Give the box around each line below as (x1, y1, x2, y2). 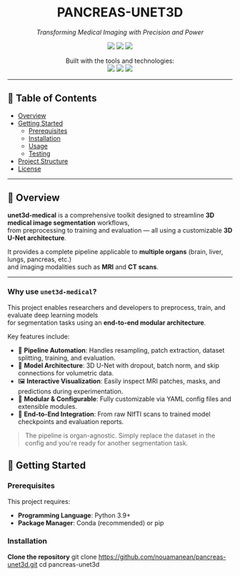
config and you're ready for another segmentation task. (24, 438, 189, 447)
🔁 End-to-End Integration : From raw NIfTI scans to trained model (17, 410, 211, 418)
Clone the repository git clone (7, 552, 97, 561)
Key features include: (7, 332, 70, 340)
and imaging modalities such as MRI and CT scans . (7, 262, 159, 271)
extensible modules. (17, 402, 77, 410)
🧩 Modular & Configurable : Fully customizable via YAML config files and (17, 394, 232, 403)
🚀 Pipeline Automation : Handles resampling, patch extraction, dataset (17, 345, 225, 354)
